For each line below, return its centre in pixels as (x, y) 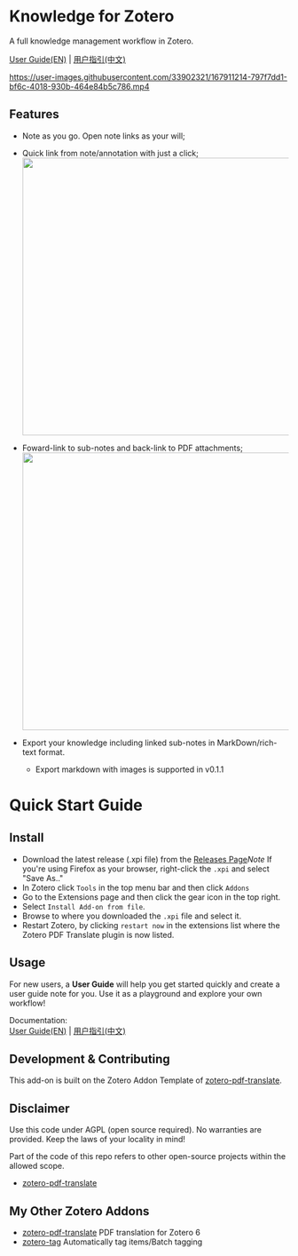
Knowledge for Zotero (92, 16)
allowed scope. (37, 1166)
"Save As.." (43, 878)
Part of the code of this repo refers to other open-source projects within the (148, 1157)
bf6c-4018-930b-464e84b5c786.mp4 (79, 86)
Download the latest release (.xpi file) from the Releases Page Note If (147, 859)
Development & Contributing (90, 1059)
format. (51, 751)
